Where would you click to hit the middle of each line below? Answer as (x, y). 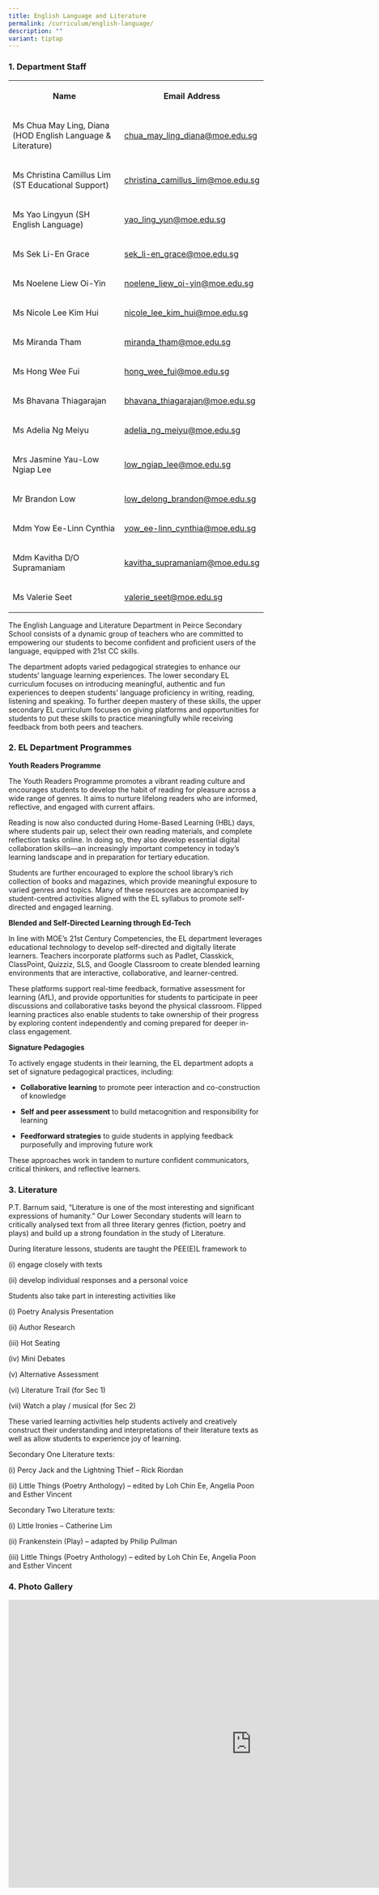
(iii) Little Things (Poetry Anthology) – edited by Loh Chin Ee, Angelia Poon (132, 1557)
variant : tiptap (36, 38)
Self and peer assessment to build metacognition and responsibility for (139, 1111)
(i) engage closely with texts (55, 1265)
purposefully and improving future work (87, 1144)
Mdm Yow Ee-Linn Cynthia (64, 528)
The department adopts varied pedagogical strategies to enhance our (125, 666)
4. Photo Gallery (41, 1586)
